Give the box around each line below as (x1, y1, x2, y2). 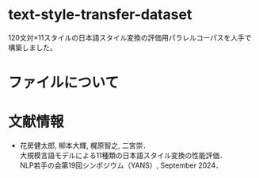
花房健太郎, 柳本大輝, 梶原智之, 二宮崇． (19, 141, 150, 150)
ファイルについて (8, 74, 120, 92)
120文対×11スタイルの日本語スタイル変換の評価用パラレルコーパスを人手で (8, 33, 252, 42)
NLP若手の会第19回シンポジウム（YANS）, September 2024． (19, 161, 223, 170)
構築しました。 (8, 42, 57, 52)
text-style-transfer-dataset (8, 6, 192, 24)
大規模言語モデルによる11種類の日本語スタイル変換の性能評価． (19, 151, 227, 161)
